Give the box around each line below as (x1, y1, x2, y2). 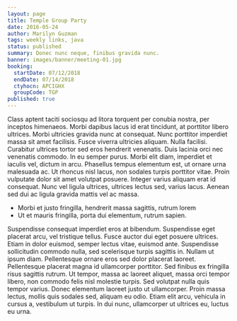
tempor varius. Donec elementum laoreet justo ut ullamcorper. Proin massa (7, 285, 226, 293)
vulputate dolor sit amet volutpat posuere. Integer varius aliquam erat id (7, 175, 216, 183)
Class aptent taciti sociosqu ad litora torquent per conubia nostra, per (7, 115, 210, 123)
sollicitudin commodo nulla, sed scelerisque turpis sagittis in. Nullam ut (7, 248, 214, 255)
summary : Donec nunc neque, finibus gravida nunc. (7, 50, 160, 57)
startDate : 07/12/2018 (13, 69, 81, 76)
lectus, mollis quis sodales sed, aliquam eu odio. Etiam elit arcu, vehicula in (7, 292, 226, 301)
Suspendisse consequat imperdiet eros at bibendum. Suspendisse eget (7, 225, 216, 233)
